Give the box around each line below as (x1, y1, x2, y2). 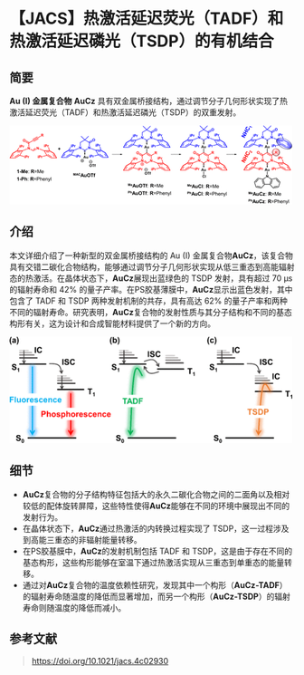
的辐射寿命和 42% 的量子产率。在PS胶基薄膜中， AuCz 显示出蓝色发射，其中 (9, 284, 293, 294)
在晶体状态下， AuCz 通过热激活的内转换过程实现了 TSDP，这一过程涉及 (22, 523, 290, 534)
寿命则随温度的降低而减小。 (22, 602, 127, 612)
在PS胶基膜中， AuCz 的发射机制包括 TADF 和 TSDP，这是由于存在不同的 (22, 545, 293, 556)
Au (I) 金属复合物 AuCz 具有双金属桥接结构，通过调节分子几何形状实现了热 (9, 96, 288, 106)
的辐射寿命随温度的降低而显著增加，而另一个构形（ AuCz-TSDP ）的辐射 (22, 591, 291, 602)
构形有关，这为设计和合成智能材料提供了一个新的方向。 (9, 318, 215, 329)
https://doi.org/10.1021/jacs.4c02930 (31, 656, 169, 667)
